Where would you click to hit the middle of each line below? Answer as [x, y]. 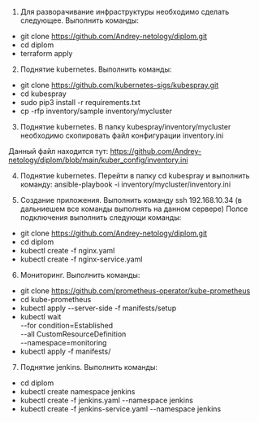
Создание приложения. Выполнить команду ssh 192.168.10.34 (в [131, 200]
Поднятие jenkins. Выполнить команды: [89, 367]
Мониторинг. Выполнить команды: [80, 275]
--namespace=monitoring [63, 343]
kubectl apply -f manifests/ [65, 351]
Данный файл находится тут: [58, 151]
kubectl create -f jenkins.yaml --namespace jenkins [106, 400]
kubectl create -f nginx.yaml [67, 251]
